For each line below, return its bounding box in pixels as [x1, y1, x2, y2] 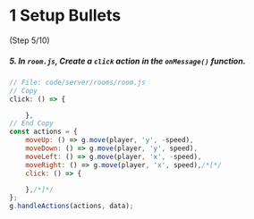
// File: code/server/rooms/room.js [9, 78, 146, 87]
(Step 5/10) [9, 35, 51, 46]
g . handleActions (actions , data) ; [9, 202, 134, 211]
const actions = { [9, 127, 78, 137]
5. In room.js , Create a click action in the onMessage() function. [9, 55, 246, 66]
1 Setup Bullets [9, 5, 122, 26]
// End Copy [9, 119, 54, 128]
